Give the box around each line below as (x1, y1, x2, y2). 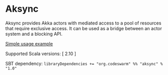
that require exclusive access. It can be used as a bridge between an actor (5, 25, 162, 31)
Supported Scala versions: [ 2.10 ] (5, 51, 77, 57)
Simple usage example (5, 40, 53, 46)
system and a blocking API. (5, 31, 63, 37)
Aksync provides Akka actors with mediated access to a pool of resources (5, 20, 162, 26)
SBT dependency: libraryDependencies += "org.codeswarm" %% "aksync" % (5, 60, 163, 66)
